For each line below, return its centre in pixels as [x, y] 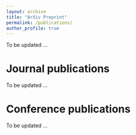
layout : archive [26, 12]
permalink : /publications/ [39, 22]
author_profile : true [33, 28]
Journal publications [58, 69]
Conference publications [69, 109]
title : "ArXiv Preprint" [37, 17]
